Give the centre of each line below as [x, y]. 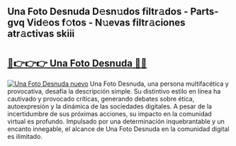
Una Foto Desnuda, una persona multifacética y [159, 84]
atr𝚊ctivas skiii [41, 34]
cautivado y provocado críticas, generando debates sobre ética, [101, 99]
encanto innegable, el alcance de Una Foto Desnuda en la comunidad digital [118, 129]
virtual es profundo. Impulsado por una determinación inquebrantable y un [116, 121]
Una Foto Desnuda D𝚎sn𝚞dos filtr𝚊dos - [98, 12]
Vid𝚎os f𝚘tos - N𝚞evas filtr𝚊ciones [106, 23]
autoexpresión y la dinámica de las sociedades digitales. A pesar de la [110, 106]
